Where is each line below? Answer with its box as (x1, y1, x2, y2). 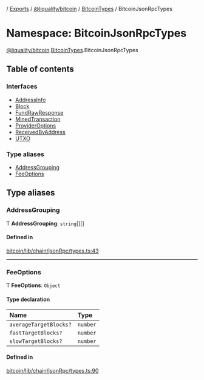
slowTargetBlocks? (9, 338, 63, 345)
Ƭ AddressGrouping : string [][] (6, 220, 84, 227)
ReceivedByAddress (15, 128, 66, 135)
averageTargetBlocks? (9, 321, 72, 328)
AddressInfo (15, 96, 46, 103)
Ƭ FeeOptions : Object (6, 282, 61, 289)
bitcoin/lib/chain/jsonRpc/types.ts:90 (6, 367, 99, 374)
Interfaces (6, 82, 38, 90)
